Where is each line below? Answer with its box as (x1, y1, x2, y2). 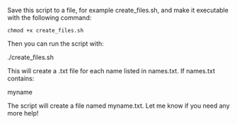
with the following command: (7, 13, 92, 22)
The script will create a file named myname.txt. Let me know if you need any (7, 101, 230, 110)
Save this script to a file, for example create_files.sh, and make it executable (7, 6, 229, 14)
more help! (7, 109, 39, 117)
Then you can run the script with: (7, 39, 104, 48)
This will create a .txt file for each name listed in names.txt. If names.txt (7, 67, 216, 75)
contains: (7, 74, 35, 82)
